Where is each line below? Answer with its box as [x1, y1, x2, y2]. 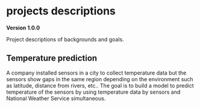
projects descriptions [6, 4, 116, 18]
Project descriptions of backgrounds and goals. [6, 35, 125, 43]
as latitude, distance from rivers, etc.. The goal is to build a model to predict [6, 82, 194, 89]
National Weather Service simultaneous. [6, 94, 106, 102]
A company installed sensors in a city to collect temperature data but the [6, 69, 187, 76]
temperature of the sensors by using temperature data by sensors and [6, 88, 181, 96]
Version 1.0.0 [6, 24, 40, 31]
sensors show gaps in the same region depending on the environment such [6, 75, 194, 82]
